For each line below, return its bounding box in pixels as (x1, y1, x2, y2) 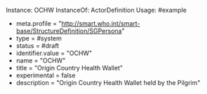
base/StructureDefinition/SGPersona (15, 27, 122, 35)
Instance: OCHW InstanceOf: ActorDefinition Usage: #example (6, 6, 187, 14)
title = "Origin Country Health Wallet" (15, 64, 123, 72)
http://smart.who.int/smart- (61, 19, 140, 27)
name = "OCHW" (15, 56, 66, 65)
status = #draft (15, 42, 60, 49)
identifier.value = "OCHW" (15, 49, 93, 57)
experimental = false (15, 71, 76, 79)
